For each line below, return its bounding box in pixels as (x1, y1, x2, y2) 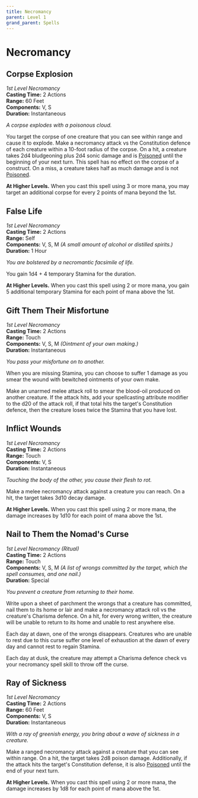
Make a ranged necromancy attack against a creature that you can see (6, 748, 179, 756)
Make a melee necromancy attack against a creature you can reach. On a (6, 487, 185, 495)
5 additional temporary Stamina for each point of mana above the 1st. (6, 288, 175, 295)
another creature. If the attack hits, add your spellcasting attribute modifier (6, 394, 189, 400)
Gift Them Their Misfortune (6, 305, 110, 315)
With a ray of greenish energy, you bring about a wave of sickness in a (6, 730, 180, 738)
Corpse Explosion (6, 69, 73, 79)
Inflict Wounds (6, 424, 62, 434)
